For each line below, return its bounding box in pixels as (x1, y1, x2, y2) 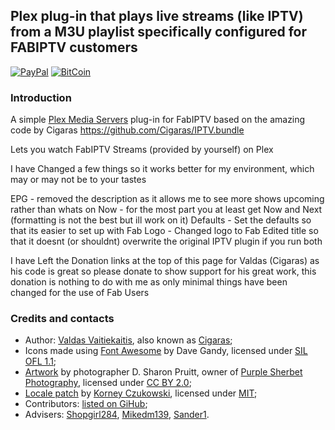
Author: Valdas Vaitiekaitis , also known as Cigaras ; (24, 334, 233, 346)
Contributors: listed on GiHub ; (24, 398, 148, 410)
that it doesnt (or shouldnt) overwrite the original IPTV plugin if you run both (10, 235, 323, 248)
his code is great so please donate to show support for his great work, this (10, 265, 317, 278)
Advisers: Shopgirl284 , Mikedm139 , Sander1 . (24, 409, 210, 421)
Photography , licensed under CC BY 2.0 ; (24, 377, 192, 389)
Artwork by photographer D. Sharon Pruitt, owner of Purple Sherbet (24, 366, 303, 378)
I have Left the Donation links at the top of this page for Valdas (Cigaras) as (10, 255, 320, 267)
